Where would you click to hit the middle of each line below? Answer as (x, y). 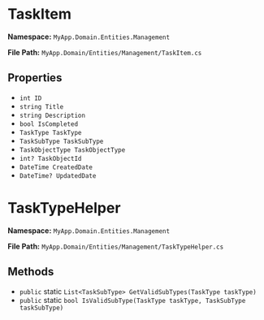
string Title (41, 106)
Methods (31, 272)
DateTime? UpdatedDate (58, 175)
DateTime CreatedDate (56, 167)
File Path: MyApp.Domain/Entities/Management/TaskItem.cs (105, 52)
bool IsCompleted (49, 124)
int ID (30, 98)
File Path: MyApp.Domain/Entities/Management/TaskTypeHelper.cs (116, 246)
